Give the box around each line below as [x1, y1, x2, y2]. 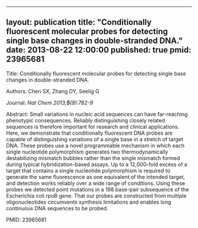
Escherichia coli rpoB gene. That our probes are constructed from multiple [6, 192, 187, 199]
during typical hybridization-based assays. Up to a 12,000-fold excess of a [6, 161, 187, 168]
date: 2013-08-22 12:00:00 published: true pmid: [6, 45, 192, 55]
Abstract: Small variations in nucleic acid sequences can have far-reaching [6, 110, 188, 118]
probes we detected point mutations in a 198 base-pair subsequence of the [6, 185, 189, 193]
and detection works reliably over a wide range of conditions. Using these [6, 180, 186, 187]
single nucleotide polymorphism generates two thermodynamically [6, 148, 169, 155]
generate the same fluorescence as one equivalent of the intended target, [6, 173, 186, 180]
